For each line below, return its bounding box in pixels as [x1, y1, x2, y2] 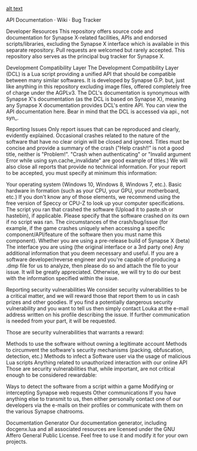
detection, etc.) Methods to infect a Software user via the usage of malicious [6, 353, 191, 360]
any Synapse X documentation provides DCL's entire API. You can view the [6, 102, 188, 108]
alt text [6, 5, 23, 12]
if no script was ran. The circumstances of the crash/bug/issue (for [6, 218, 168, 225]
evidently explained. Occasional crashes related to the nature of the [6, 132, 170, 139]
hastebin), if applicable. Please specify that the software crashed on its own [6, 212, 189, 219]
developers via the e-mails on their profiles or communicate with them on [6, 402, 184, 409]
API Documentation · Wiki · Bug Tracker [6, 16, 101, 23]
